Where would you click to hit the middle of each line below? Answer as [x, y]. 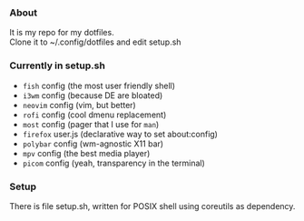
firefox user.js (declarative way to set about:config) [120, 134]
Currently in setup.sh [58, 65]
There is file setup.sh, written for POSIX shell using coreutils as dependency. [152, 206]
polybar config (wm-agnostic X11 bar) [93, 144]
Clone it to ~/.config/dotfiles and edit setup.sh [95, 42]
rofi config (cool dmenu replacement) [94, 115]
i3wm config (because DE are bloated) [93, 95]
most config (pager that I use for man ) [91, 124]
